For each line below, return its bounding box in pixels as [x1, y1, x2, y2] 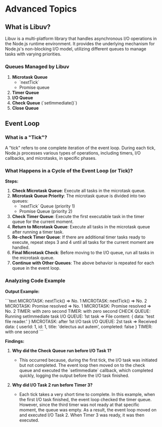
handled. [12, 244, 30, 251]
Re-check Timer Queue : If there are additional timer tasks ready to [12, 234, 146, 240]
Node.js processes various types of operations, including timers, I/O [5, 150, 141, 156]
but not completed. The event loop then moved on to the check [19, 362, 145, 368]
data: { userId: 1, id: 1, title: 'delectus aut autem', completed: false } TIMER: [5, 324, 153, 329]
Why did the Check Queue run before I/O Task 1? [12, 347, 112, 353]
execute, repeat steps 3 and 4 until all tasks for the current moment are [12, 239, 154, 245]
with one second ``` [5, 329, 44, 335]
